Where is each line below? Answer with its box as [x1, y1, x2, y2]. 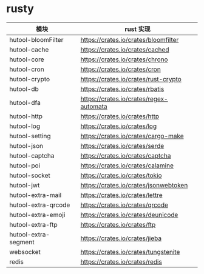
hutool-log [9, 122, 41, 130]
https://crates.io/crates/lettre [80, 190, 163, 199]
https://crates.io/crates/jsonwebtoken [80, 181, 188, 189]
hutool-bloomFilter [9, 35, 64, 44]
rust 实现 [124, 25, 151, 33]
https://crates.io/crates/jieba [80, 234, 162, 242]
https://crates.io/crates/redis [80, 257, 162, 266]
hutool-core [9, 55, 44, 64]
